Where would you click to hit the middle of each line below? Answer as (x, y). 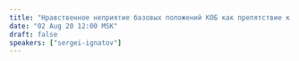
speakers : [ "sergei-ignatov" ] (66, 43)
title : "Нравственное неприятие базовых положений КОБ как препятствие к (150, 17)
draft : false (34, 34)
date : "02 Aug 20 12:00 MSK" (64, 26)
